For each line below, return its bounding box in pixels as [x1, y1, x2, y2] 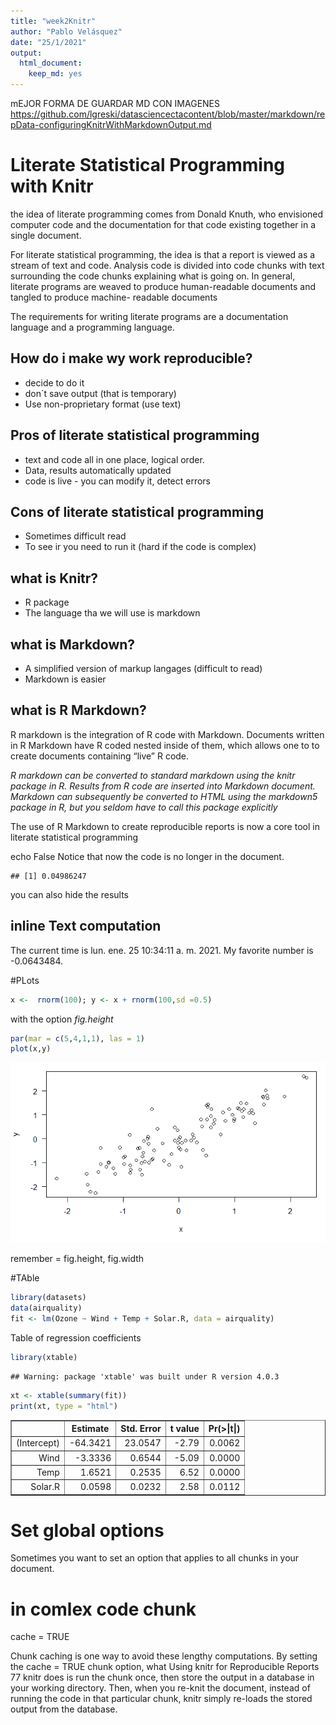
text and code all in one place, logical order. [24, 453, 205, 465]
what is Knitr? [10, 570, 99, 587]
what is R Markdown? [10, 702, 147, 719]
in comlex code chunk [10, 1598, 197, 1620]
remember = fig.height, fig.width [10, 1253, 145, 1265]
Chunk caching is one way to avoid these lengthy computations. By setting [10, 1650, 318, 1662]
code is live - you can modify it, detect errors [24, 475, 211, 487]
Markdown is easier [24, 673, 107, 685]
